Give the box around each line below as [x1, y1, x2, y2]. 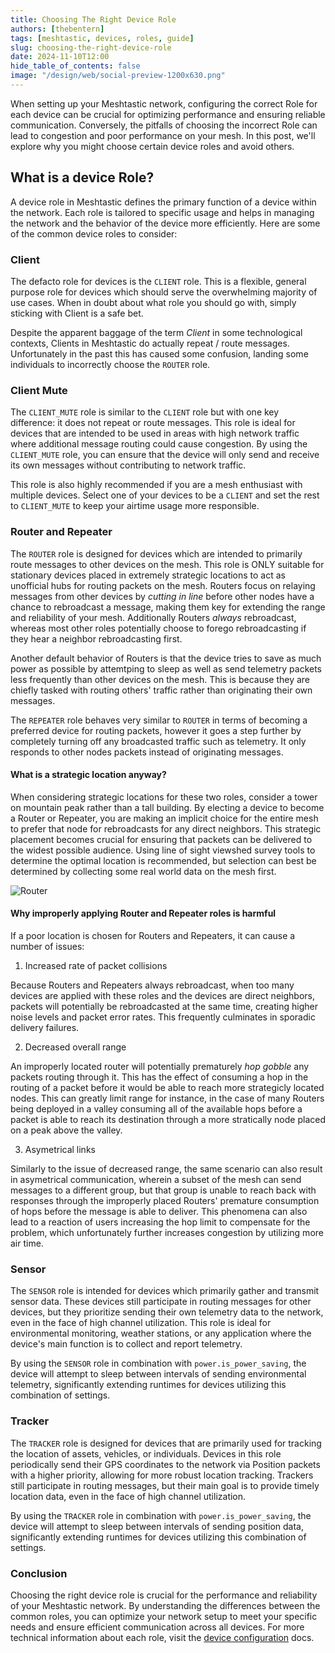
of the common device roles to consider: [10, 227, 178, 240]
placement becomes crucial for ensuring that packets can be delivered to [10, 833, 313, 845]
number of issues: [10, 940, 85, 952]
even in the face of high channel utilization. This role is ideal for [10, 1317, 272, 1329]
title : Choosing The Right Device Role [10, 14, 177, 25]
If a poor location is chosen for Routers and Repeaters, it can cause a [10, 929, 296, 941]
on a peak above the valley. [10, 1124, 123, 1136]
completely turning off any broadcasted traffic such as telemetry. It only [10, 735, 307, 747]
